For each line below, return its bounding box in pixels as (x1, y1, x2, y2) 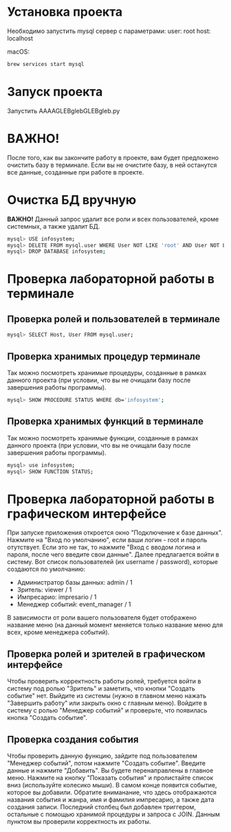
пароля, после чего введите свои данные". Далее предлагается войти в (7, 550, 220, 559)
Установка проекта (7, 4, 123, 20)
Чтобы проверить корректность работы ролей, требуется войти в (7, 677, 201, 686)
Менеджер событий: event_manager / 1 (16, 600, 131, 609)
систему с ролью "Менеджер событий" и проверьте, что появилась (7, 706, 208, 715)
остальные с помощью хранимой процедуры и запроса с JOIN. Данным (7, 810, 220, 818)
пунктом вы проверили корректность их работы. (7, 817, 151, 825)
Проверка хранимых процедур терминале (7, 350, 201, 362)
